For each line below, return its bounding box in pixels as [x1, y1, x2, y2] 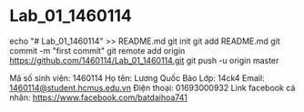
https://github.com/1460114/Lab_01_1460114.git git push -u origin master [9, 55, 279, 66]
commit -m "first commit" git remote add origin [9, 45, 186, 56]
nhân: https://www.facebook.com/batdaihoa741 [9, 92, 188, 103]
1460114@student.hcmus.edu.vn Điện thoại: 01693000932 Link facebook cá [9, 82, 296, 93]
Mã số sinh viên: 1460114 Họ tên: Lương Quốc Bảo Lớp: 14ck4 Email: [9, 72, 266, 83]
